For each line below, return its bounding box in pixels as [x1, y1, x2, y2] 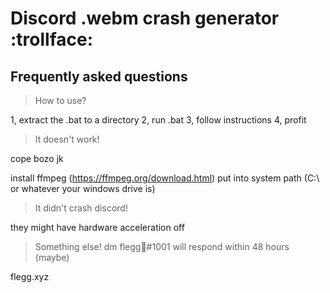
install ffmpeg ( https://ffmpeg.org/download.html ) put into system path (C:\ [10, 172, 320, 184]
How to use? [34, 95, 87, 106]
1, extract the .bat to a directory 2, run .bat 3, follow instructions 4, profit [10, 114, 307, 126]
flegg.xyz [10, 271, 50, 282]
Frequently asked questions [10, 68, 188, 85]
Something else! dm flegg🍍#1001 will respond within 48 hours [34, 241, 290, 252]
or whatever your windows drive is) [10, 183, 156, 194]
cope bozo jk [10, 153, 64, 164]
